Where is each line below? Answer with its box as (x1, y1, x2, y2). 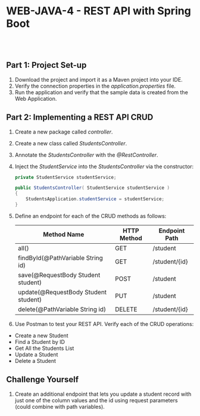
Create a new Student (14, 332, 68, 339)
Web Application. (14, 95, 57, 102)
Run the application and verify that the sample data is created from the (14, 88, 189, 96)
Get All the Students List (14, 344, 74, 352)
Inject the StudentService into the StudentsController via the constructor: (14, 163, 194, 170)
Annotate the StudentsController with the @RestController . (14, 151, 159, 159)
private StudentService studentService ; (14, 174, 117, 180)
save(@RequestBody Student (17, 271, 101, 279)
